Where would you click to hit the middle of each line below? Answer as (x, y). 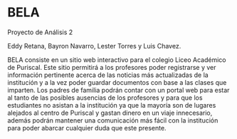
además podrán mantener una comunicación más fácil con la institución (113, 120)
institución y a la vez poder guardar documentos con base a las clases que (117, 82)
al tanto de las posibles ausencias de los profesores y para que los (105, 98)
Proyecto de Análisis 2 (40, 32)
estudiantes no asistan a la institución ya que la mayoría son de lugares (112, 105)
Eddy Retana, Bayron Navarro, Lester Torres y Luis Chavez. (94, 46)
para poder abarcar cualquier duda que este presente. (87, 128)
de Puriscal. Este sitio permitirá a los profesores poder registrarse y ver (112, 67)
